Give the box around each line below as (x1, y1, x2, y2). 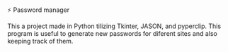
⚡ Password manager (7, 6, 70, 14)
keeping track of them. (7, 37, 74, 45)
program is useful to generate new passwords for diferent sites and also (7, 30, 218, 37)
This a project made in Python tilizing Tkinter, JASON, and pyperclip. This (7, 22, 222, 30)
